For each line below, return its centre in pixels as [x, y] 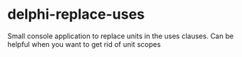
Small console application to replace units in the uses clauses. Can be [121, 36]
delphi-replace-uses [76, 14]
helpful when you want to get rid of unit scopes [84, 44]
